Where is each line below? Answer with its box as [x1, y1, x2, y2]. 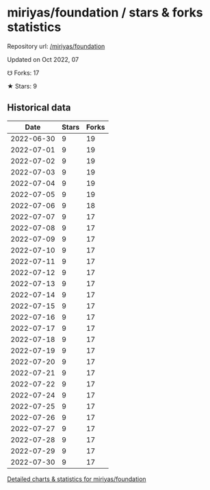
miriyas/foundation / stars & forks [7, 5, 203, 21]
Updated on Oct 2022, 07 [7, 55, 79, 63]
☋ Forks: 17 [7, 69, 40, 77]
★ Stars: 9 [7, 82, 38, 90]
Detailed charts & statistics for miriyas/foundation [7, 475, 146, 483]
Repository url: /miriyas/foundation [7, 42, 105, 50]
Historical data [7, 102, 71, 114]
